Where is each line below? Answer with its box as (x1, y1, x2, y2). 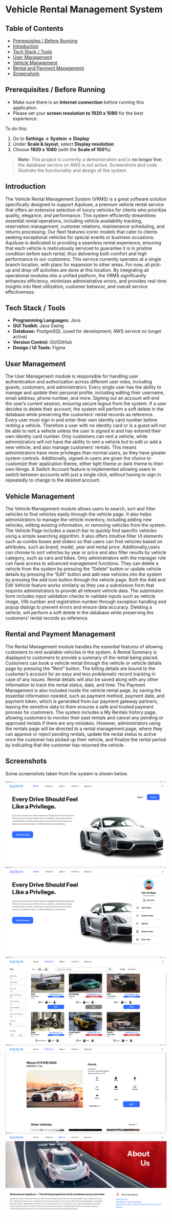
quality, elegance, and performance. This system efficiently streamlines (5, 212, 156, 218)
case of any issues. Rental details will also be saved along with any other (5, 676, 159, 682)
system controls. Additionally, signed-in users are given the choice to (5, 455, 152, 462)
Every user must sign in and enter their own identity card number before (5, 417, 158, 423)
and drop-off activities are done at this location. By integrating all (12, 267, 149, 273)
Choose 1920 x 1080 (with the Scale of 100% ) (12, 146, 111, 152)
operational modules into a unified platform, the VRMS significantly (5, 272, 146, 278)
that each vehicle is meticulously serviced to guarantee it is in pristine (5, 245, 153, 251)
